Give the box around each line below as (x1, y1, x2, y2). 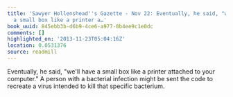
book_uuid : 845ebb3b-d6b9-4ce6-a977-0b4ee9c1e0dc (7, 23, 154, 30)
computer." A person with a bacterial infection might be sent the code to (7, 74, 214, 83)
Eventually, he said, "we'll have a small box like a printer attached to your (7, 67, 216, 76)
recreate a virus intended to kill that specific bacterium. (7, 82, 165, 90)
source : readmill (7, 49, 58, 56)
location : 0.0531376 (7, 42, 67, 49)
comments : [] (7, 29, 45, 36)
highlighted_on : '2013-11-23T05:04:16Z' (7, 36, 126, 43)
